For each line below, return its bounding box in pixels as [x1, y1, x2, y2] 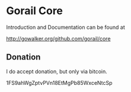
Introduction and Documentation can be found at [6, 24, 126, 31]
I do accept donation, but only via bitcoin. [6, 68, 108, 75]
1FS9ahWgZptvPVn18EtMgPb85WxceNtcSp [6, 79, 113, 86]
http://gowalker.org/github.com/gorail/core [6, 35, 111, 42]
